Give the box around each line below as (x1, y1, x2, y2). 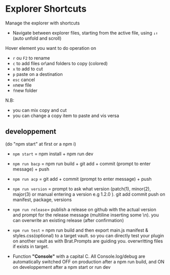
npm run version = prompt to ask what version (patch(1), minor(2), (12, 185, 151, 191)
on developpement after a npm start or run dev (12, 264, 111, 270)
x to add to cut (12, 66, 43, 72)
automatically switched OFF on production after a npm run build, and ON (12, 258, 165, 265)
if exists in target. (12, 243, 49, 250)
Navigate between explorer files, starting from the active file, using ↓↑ (12, 30, 158, 36)
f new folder (12, 87, 38, 93)
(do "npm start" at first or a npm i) (5, 141, 76, 147)
